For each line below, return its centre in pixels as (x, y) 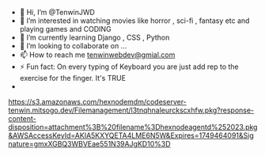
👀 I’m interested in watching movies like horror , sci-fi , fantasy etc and (134, 21)
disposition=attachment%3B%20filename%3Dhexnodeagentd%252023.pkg (133, 127)
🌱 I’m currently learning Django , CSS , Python (95, 37)
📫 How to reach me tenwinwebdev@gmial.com (97, 55)
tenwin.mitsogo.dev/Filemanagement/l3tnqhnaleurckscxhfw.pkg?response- (131, 110)
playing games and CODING (66, 29)
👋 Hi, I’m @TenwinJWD (57, 12)
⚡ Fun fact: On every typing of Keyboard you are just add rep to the (129, 67)
